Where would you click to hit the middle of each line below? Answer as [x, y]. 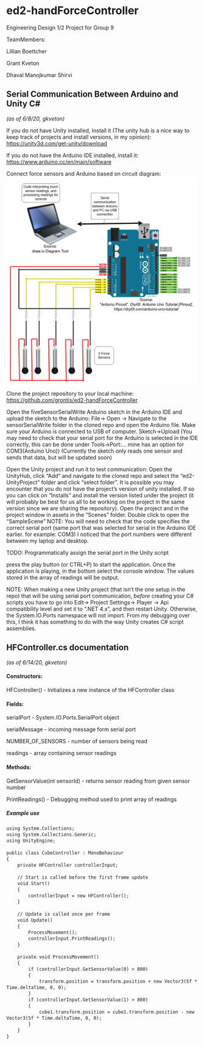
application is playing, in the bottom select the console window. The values [100, 571]
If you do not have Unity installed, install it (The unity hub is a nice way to [98, 130]
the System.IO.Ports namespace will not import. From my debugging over [98, 615]
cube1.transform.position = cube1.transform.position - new [117, 1012]
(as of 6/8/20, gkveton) [36, 118]
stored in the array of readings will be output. [63, 578]
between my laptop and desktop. [48, 541]
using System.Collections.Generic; [51, 835]
